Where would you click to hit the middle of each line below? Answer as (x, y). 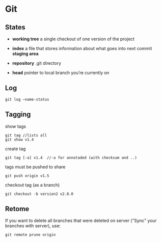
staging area (25, 54)
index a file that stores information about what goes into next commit (82, 48)
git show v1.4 (20, 139)
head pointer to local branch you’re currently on (61, 73)
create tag (15, 149)
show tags (15, 126)
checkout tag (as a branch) (32, 185)
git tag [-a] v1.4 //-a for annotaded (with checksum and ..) (71, 158)
